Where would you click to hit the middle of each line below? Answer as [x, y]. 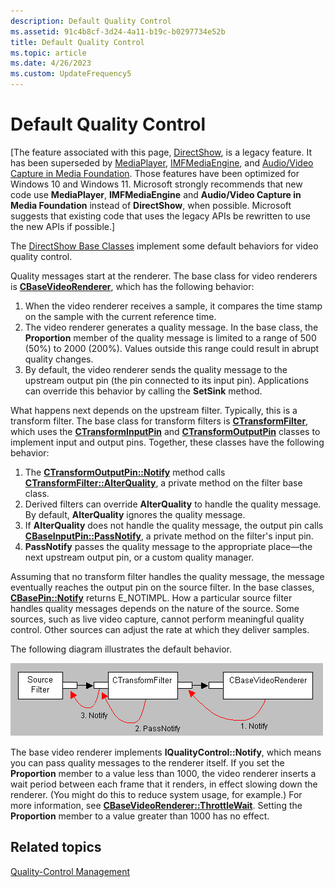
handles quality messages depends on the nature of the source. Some [155, 608]
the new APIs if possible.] [63, 226]
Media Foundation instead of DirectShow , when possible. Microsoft [151, 205]
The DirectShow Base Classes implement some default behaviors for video [164, 246]
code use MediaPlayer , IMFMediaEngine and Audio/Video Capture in [156, 194]
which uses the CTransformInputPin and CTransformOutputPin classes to [165, 431]
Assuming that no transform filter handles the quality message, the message [167, 576]
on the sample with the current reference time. [120, 316]
